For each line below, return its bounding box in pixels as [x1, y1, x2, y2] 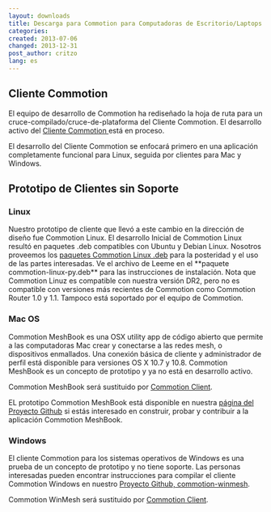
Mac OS [8, 313, 40, 324]
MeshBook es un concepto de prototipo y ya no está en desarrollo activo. [8, 366, 253, 376]
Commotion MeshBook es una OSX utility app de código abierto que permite [8, 332, 264, 341]
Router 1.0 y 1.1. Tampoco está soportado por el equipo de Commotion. [8, 293, 244, 303]
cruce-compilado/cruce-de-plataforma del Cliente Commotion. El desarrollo [8, 116, 262, 126]
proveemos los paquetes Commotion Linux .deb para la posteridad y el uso [8, 250, 259, 260]
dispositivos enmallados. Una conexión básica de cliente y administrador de [8, 349, 261, 358]
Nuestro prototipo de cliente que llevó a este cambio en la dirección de [8, 224, 244, 235]
